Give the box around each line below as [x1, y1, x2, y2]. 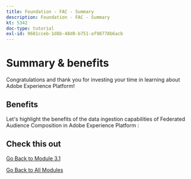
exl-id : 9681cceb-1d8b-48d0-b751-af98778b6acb [6, 31, 123, 37]
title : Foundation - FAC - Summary [6, 8, 94, 15]
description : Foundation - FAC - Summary [6, 14, 110, 20]
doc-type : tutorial [6, 25, 55, 32]
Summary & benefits [6, 56, 110, 70]
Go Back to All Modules [6, 166, 63, 173]
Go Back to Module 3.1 [6, 155, 61, 162]
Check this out [6, 139, 61, 149]
